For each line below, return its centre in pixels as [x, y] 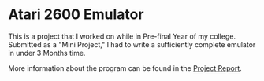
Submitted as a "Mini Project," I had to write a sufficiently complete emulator [132, 44]
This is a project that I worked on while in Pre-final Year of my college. [122, 36]
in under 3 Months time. [47, 53]
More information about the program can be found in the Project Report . [125, 68]
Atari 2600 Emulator [76, 15]
